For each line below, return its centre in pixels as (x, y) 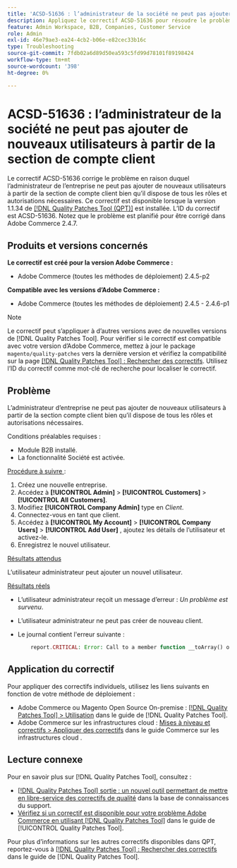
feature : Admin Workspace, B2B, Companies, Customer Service (99, 27)
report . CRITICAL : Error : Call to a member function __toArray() (127, 647)
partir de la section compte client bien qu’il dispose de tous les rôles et (110, 415)
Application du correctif (61, 669)
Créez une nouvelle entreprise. (62, 485)
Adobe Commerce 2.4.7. (42, 224)
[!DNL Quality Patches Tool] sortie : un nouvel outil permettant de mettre (122, 790)
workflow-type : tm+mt (39, 60)
